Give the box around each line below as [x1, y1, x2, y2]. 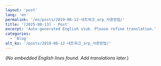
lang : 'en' [5, 12, 29, 17]
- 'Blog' [10, 36, 29, 41]
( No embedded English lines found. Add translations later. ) [5, 55, 129, 61]
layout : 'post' [5, 7, 38, 13]
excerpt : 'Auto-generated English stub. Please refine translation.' [5, 27, 157, 32]
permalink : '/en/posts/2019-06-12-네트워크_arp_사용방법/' [5, 17, 125, 22]
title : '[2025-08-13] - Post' [5, 21, 70, 27]
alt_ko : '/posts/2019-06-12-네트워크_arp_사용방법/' [5, 41, 111, 46]
